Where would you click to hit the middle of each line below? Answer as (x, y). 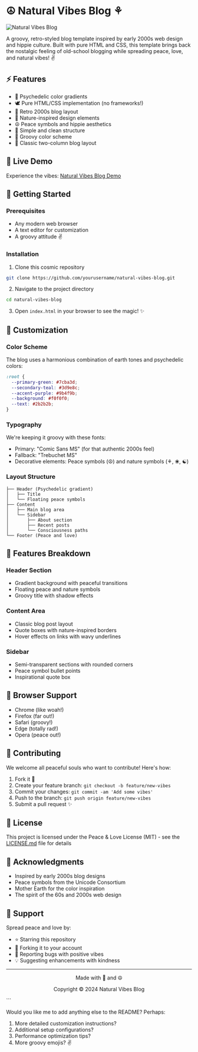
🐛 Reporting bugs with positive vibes (59, 954)
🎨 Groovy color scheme (43, 136)
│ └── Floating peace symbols (46, 499)
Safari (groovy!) (34, 722)
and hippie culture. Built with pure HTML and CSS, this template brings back (98, 45)
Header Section (29, 570)
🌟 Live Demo (29, 161)
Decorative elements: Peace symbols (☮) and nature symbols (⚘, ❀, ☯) (102, 462)
